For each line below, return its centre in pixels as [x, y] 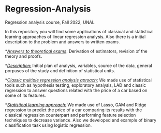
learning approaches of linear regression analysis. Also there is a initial [75, 37]
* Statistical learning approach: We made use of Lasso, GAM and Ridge [76, 105]
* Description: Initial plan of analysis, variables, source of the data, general [79, 66]
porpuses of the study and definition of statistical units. [60, 70]
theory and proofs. [24, 56]
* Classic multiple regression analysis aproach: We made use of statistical [79, 80]
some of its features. [26, 95]
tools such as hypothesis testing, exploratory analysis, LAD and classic [76, 85]
